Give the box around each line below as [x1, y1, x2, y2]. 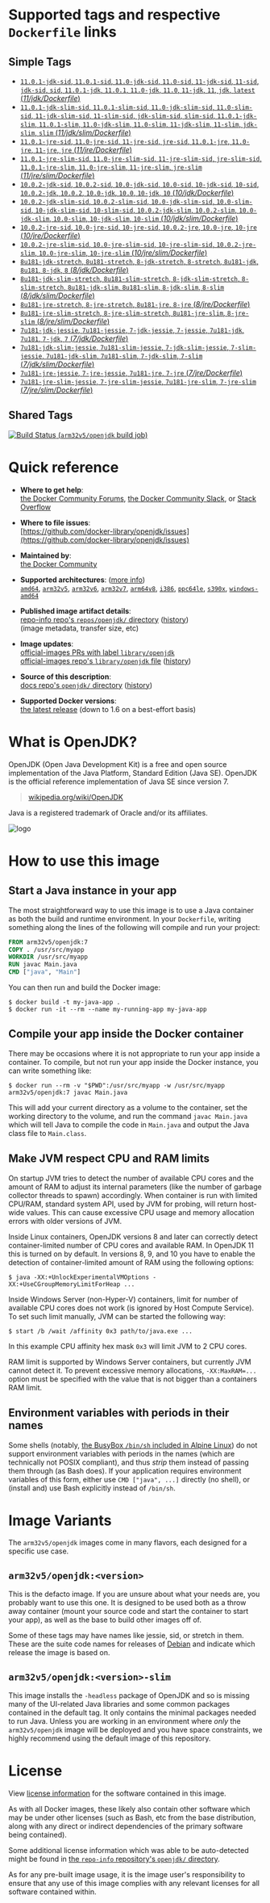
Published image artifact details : [19, 606, 131, 615]
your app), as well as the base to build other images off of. [8, 1615, 201, 1624]
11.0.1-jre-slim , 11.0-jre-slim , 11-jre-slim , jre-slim [19, 162, 203, 171]
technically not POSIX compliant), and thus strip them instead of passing [8, 1457, 249, 1467]
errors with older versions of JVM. [8, 1216, 123, 1226]
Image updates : [19, 639, 74, 648]
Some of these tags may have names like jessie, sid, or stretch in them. [8, 1631, 244, 1641]
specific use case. [8, 1546, 69, 1556]
